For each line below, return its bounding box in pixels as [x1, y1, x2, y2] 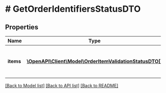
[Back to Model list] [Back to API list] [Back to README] [5, 83, 119, 89]
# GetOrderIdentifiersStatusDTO [5, 3, 141, 15]
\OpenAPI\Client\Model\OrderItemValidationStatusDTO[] [26, 58, 163, 65]
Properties [5, 23, 39, 31]
